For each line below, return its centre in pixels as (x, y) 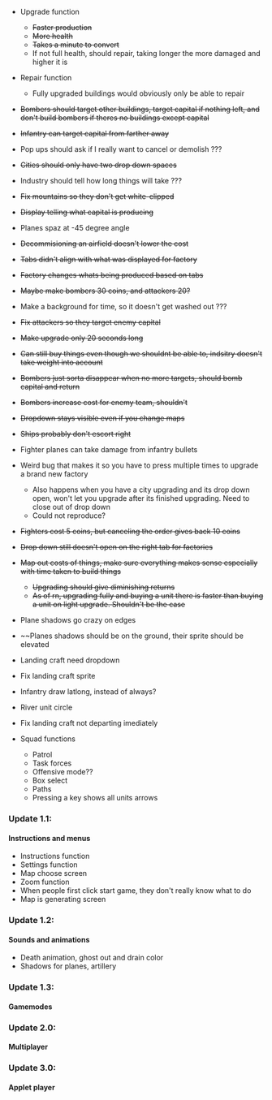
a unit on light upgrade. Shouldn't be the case (108, 604)
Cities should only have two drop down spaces (98, 165)
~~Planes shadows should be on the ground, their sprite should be (132, 636)
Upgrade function (50, 12)
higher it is (50, 62)
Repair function (46, 78)
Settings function (49, 865)
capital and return (50, 386)
